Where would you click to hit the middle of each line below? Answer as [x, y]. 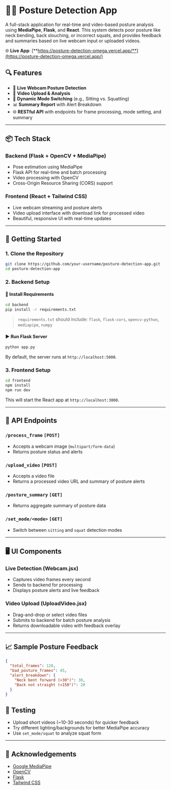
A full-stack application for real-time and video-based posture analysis [79, 24]
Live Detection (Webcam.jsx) [42, 568]
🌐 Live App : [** [22, 50]
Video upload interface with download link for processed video [79, 213]
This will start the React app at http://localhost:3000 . [62, 400]
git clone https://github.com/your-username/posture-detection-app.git [83, 264]
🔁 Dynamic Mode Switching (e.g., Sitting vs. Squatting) [71, 98]
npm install [18, 386]
